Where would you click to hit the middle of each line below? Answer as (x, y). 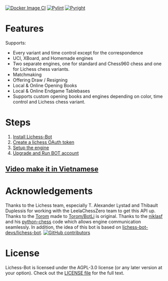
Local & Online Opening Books (45, 85)
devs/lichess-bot (23, 233)
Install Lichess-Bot (32, 136)
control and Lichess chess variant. (49, 102)
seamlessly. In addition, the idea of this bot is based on (63, 227)
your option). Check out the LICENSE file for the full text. (65, 273)
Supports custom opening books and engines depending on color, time (88, 96)
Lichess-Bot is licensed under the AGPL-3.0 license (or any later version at (84, 268)
